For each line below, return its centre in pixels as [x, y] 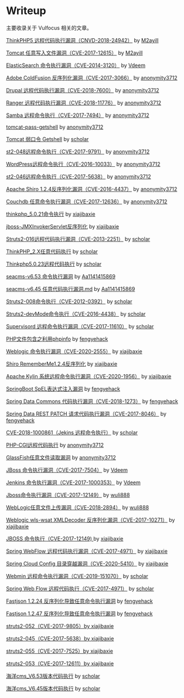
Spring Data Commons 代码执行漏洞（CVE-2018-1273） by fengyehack [92, 401]
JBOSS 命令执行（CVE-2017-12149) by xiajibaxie [65, 538]
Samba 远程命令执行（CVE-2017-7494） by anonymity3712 [78, 115]
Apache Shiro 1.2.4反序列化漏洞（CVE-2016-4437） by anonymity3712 [92, 189]
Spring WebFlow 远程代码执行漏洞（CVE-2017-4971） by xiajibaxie [87, 551]
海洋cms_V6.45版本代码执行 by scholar [53, 688]
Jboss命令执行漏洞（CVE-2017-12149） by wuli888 [68, 495]
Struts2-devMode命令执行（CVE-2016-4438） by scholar [76, 314]
